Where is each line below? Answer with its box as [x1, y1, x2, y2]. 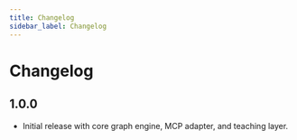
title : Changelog [9, 13, 75, 23]
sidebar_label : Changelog [9, 22, 107, 31]
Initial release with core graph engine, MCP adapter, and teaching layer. [22, 120, 289, 131]
